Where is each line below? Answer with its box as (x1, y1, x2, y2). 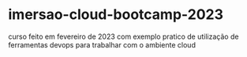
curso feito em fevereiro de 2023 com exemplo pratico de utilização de (8, 32, 239, 41)
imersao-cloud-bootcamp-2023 (8, 6, 223, 24)
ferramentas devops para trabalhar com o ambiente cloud (8, 40, 196, 49)
